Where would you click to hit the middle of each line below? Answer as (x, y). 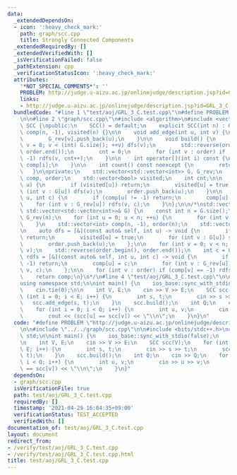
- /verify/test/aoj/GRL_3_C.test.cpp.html (71, 454)
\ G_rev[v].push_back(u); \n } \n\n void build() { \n (118, 139)
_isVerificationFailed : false (58, 60)
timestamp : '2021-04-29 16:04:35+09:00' (74, 408)
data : (15, 14)
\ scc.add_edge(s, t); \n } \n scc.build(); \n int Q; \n (118, 303)
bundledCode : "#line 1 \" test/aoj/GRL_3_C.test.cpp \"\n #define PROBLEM (121, 112)
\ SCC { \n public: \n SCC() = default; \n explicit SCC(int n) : (123, 125)
